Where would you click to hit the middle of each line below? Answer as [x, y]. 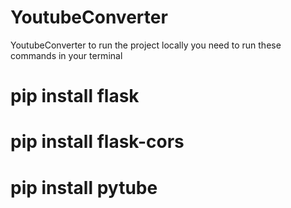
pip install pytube [84, 187]
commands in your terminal [66, 55]
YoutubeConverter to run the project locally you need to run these [146, 45]
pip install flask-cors [97, 142]
